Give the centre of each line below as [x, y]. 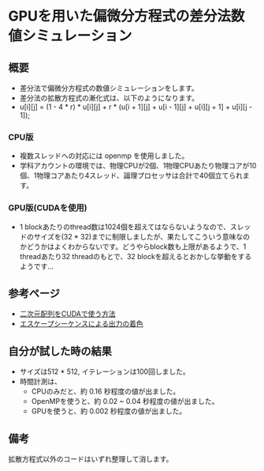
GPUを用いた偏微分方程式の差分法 [119, 16]
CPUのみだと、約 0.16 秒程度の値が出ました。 [106, 391]
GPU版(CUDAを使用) [48, 208]
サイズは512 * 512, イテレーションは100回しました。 [105, 371]
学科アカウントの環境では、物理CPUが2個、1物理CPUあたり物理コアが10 [138, 166]
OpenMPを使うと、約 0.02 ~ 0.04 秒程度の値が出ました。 [125, 401]
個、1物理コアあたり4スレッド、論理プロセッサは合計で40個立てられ [131, 175]
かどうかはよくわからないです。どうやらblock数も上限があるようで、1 [133, 247]
